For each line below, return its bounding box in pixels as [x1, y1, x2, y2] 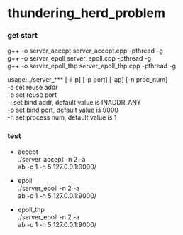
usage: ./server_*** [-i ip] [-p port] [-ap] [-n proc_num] [7, 75, 168, 84]
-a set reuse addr [7, 83, 58, 92]
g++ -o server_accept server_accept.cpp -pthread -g [7, 46, 163, 55]
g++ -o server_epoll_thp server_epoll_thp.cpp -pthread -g [7, 62, 176, 70]
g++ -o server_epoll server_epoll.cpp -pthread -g [7, 54, 152, 63]
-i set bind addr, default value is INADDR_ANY [7, 98, 142, 107]
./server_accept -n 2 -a [17, 155, 86, 163]
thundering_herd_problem [7, 5, 165, 21]
